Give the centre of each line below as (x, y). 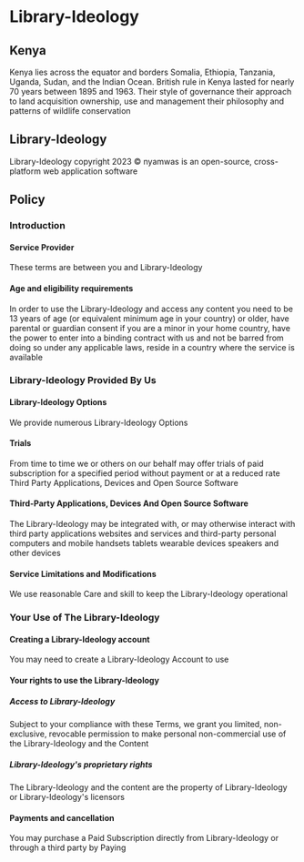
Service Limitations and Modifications (83, 573)
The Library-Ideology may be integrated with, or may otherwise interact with (152, 524)
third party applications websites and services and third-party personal (143, 533)
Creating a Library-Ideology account (80, 639)
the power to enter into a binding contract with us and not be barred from (147, 338)
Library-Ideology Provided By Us (83, 380)
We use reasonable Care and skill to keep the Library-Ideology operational (149, 594)
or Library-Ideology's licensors (67, 796)
